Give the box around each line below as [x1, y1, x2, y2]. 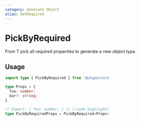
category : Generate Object [5, 7, 60, 12]
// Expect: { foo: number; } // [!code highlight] [5, 106, 110, 112]
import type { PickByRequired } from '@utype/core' [5, 76, 111, 81]
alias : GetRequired [5, 12, 45, 17]
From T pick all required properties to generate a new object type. [5, 49, 137, 54]
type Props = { [5, 85, 36, 89]
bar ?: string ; [9, 93, 38, 98]
